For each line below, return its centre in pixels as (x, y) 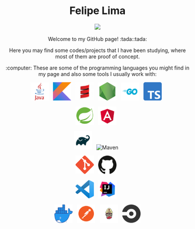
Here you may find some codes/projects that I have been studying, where (97, 50)
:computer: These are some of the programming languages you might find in (97, 68)
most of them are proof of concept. (97, 56)
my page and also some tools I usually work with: (97, 74)
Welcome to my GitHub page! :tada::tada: (97, 39)
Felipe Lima (97, 11)
